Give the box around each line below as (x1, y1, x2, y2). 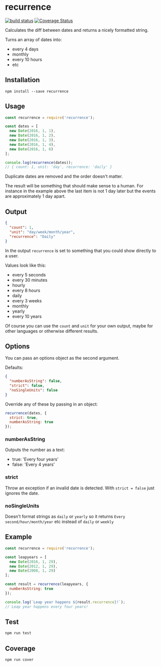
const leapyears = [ (5, 554, 47, 559)
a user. (5, 253, 19, 258)
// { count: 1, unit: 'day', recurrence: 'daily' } (5, 164, 112, 170)
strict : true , (9, 415, 38, 420)
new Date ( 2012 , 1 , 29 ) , (9, 564, 58, 569)
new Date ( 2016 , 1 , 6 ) (9, 146, 54, 152)
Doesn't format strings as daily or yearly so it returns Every (5, 513, 125, 520)
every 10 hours (12, 56, 42, 62)
